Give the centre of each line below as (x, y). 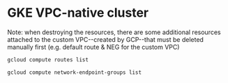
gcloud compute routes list (48, 60)
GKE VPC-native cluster (78, 13)
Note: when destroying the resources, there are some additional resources (114, 32)
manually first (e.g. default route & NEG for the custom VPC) (93, 47)
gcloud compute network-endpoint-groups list (74, 72)
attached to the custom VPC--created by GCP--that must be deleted (106, 39)
